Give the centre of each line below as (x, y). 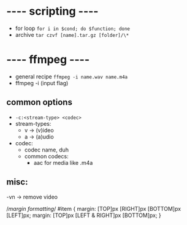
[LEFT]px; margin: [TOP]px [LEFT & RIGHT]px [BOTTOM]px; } (84, 215)
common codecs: (46, 156)
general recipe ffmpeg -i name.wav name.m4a (71, 76)
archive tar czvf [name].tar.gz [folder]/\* (72, 34)
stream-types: (33, 123)
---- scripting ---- (52, 11)
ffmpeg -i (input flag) (42, 83)
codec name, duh (47, 150)
